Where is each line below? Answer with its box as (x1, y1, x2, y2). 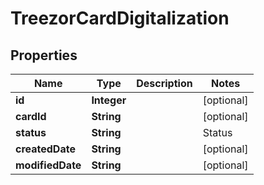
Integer (91, 93, 127, 107)
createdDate (15, 142, 76, 156)
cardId (15, 110, 47, 123)
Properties (10, 47, 78, 64)
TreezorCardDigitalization (10, 7, 230, 30)
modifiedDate (15, 158, 82, 172)
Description (136, 77, 193, 90)
